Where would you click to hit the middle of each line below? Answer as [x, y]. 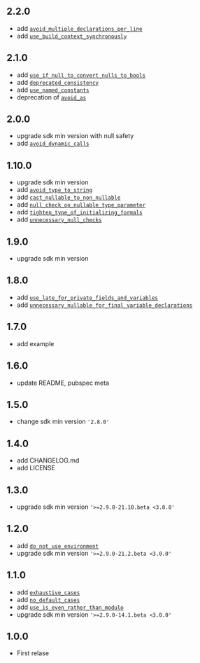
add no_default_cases [48, 599]
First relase [33, 653]
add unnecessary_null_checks [59, 219]
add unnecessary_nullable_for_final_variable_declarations [105, 305]
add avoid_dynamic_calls [53, 144]
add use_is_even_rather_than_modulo [70, 607]
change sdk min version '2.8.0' [63, 422]
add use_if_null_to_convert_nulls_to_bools [81, 75]
